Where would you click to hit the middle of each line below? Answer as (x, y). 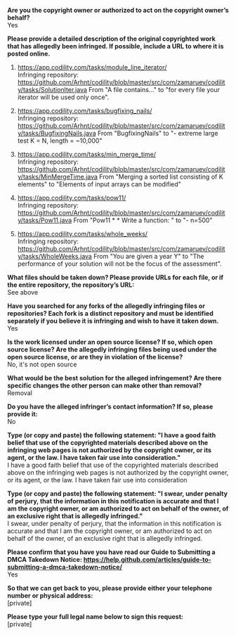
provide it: (22, 414)
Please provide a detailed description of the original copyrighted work (111, 39)
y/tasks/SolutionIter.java (52, 90)
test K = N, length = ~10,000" (60, 141)
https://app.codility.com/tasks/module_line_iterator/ (92, 67)
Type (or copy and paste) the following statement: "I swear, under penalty (118, 494)
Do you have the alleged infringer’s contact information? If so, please (110, 406)
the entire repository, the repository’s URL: (71, 285)
